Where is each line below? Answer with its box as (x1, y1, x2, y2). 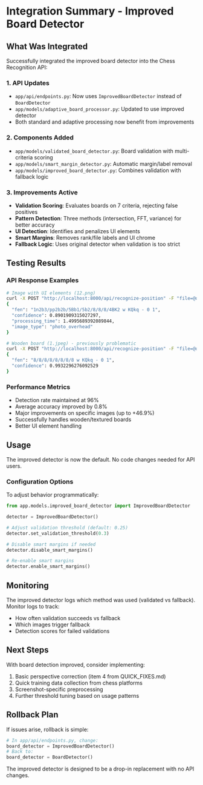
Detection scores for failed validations (14, 628, 110, 635)
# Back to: (6, 749, 34, 755)
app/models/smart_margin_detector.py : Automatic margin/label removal (14, 160, 192, 167)
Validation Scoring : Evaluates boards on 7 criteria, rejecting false (14, 202, 178, 209)
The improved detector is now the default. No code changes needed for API (6, 455, 195, 463)
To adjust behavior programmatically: (6, 491, 99, 498)
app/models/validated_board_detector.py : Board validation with (14, 147, 174, 154)
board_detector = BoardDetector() (6, 754, 94, 761)
